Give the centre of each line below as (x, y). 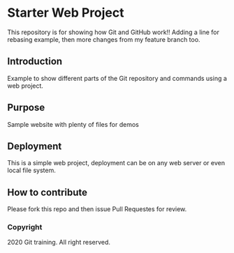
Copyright (25, 227)
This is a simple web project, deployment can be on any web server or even (116, 163)
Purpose (26, 108)
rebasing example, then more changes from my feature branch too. (104, 39)
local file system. (31, 170)
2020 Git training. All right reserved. (59, 243)
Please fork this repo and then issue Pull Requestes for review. (97, 209)
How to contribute (47, 192)
